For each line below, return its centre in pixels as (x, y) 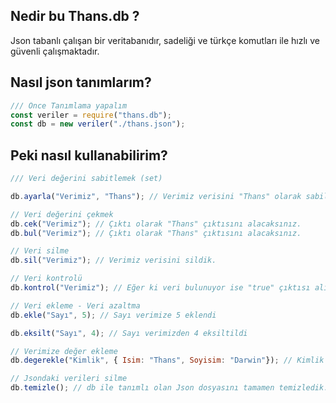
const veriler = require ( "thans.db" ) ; (91, 115)
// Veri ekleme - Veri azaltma (75, 305)
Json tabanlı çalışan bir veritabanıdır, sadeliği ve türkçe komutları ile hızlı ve (165, 40)
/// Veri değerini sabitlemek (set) (86, 179)
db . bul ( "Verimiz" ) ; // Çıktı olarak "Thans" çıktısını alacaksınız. (156, 233)
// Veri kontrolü (46, 279)
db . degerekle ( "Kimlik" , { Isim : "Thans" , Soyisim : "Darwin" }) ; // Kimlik (167, 360)
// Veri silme (40, 251)
